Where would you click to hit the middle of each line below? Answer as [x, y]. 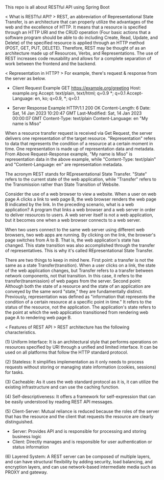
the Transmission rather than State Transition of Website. [62, 184]
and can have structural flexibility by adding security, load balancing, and [79, 462]
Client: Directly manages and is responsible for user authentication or [82, 442]
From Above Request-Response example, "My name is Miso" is [69, 154]
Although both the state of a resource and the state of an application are [78, 286]
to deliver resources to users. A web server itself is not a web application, [79, 215]
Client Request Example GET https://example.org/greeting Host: [76, 88]
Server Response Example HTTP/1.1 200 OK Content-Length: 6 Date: [81, 108]
